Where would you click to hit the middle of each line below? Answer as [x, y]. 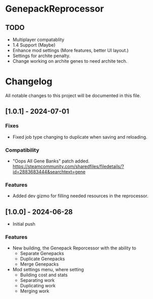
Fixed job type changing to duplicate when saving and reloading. [80, 137]
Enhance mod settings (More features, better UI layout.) [70, 50]
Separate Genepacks [42, 253]
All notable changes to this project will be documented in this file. [73, 95]
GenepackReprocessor [55, 9]
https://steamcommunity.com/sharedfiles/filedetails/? [68, 166]
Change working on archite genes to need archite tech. [70, 61]
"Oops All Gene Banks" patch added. [51, 161]
